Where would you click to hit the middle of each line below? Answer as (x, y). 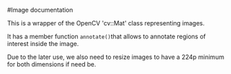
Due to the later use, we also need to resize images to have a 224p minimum (116, 57)
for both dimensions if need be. (52, 64)
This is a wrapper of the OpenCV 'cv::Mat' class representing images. (106, 23)
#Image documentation (40, 10)
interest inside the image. (43, 44)
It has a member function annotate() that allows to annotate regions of (107, 36)
